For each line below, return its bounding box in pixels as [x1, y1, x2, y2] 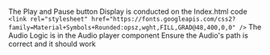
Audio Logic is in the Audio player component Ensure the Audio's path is [8, 31, 248, 40]
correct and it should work [8, 39, 97, 49]
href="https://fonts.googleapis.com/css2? [91, 15, 236, 23]
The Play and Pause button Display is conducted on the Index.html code [8, 7, 247, 16]
